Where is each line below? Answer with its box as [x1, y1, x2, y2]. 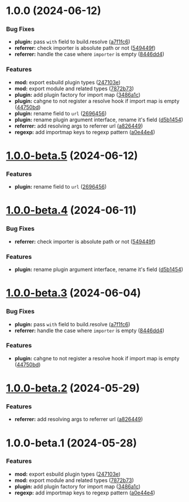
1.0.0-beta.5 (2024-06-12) [6, 149, 139, 162]
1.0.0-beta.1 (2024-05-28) [6, 436, 138, 449]
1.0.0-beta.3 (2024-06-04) [6, 286, 142, 300]
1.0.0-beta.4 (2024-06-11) [6, 204, 137, 217]
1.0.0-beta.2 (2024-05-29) [6, 382, 140, 395]
